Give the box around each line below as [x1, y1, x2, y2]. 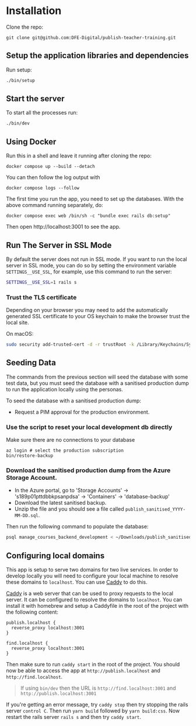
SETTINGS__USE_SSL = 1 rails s [6, 279, 77, 285]
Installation [6, 4, 62, 18]
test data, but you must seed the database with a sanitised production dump [6, 379, 190, 387]
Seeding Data [6, 358, 57, 368]
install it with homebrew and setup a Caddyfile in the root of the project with [6, 603, 188, 610]
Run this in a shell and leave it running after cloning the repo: [6, 152, 152, 159]
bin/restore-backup [6, 453, 54, 459]
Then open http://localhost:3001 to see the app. [6, 223, 121, 230]
